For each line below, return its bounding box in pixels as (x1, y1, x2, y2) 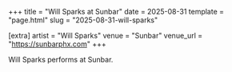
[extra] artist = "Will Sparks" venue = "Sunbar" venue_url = (8, 31, 203, 40)
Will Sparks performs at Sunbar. (8, 55, 114, 64)
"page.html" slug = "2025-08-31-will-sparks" (8, 15, 158, 25)
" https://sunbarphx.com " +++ (8, 39, 106, 49)
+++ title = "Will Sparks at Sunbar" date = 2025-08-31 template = (8, 7, 225, 16)
